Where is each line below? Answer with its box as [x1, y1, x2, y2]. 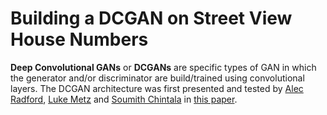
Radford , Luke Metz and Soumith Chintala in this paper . [10, 93, 238, 105]
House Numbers [10, 28, 149, 51]
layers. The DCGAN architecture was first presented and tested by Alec [10, 82, 304, 94]
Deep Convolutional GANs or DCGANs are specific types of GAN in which [10, 61, 317, 73]
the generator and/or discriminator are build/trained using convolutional [10, 72, 305, 84]
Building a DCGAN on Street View [10, 7, 293, 30]
